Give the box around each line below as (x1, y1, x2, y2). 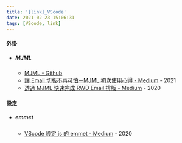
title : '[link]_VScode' (6, 9, 67, 15)
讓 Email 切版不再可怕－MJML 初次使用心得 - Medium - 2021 (24, 77, 177, 84)
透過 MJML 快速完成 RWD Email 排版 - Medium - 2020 (24, 84, 161, 91)
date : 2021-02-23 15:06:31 (6, 15, 75, 21)
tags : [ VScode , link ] (6, 20, 61, 26)
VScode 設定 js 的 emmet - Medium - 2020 (24, 130, 133, 137)
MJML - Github (24, 69, 63, 77)
